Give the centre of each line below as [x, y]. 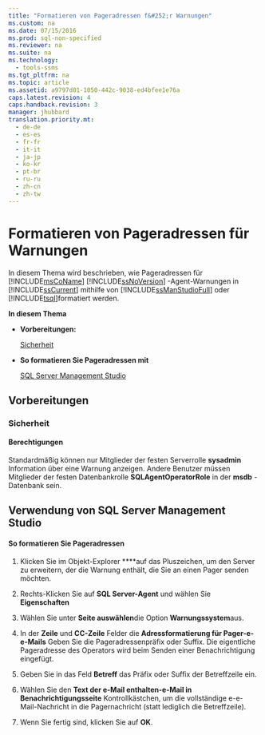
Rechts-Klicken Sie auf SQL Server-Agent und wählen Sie [115, 594]
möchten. [36, 578]
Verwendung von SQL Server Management [117, 511]
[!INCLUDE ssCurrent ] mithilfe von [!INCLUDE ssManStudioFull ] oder [119, 289]
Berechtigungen [36, 442]
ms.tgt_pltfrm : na [39, 75]
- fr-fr [28, 142]
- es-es [28, 134]
